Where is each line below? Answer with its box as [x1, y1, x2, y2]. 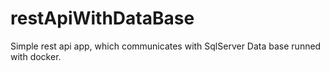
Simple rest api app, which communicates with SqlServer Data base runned [10, 40, 322, 52]
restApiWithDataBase [10, 7, 195, 30]
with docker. [10, 50, 62, 62]
